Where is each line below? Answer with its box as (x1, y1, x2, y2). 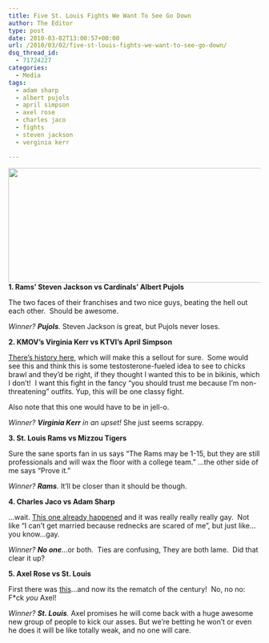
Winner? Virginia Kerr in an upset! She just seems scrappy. (8, 417, 204, 427)
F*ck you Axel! (8, 593, 57, 602)
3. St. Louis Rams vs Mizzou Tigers (8, 433, 127, 443)
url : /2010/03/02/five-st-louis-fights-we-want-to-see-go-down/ (8, 42, 227, 50)
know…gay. (22, 529, 60, 539)
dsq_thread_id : (8, 49, 59, 57)
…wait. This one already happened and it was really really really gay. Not (8, 512, 250, 521)
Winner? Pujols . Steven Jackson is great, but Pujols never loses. (8, 321, 220, 331)
